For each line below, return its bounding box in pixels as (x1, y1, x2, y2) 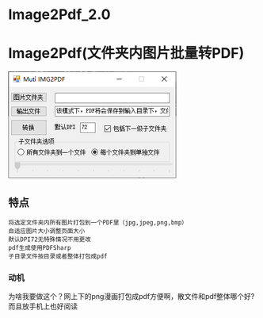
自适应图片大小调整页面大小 (8, 227, 86, 235)
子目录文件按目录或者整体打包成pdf (8, 252, 108, 260)
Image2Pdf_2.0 (8, 6, 111, 24)
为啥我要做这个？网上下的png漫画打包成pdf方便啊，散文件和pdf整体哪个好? (8, 292, 255, 301)
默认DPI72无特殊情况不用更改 (8, 236, 91, 243)
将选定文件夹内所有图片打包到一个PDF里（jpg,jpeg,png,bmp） (8, 218, 188, 227)
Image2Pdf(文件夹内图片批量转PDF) (8, 44, 245, 63)
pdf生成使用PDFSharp (8, 243, 71, 251)
